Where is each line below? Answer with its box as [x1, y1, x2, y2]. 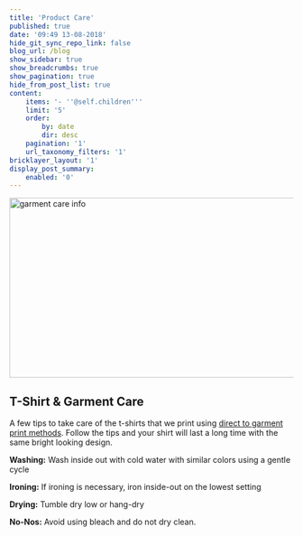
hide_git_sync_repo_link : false [9, 38, 131, 48]
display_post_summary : [9, 164, 95, 173]
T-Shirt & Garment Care [9, 393, 144, 409]
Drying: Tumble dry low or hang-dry [9, 499, 144, 510]
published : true [9, 22, 70, 31]
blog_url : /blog [9, 47, 70, 56]
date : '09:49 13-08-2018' [9, 30, 106, 39]
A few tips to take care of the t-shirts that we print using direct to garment [9, 418, 284, 429]
